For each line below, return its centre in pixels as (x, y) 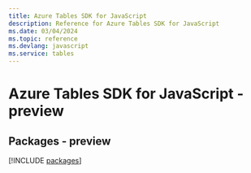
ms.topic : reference (43, 39)
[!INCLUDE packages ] (45, 160)
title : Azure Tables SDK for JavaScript (78, 16)
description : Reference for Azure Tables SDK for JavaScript (114, 24)
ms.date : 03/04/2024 (43, 31)
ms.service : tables (41, 54)
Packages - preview (60, 141)
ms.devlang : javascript (49, 46)
